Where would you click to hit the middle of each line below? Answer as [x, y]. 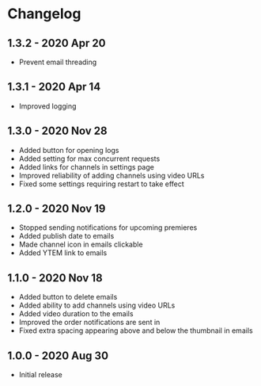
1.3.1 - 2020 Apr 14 [54, 87]
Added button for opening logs [69, 150]
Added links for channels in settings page [87, 166]
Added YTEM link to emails [63, 253]
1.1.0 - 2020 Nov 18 [55, 278]
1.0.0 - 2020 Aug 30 [58, 355]
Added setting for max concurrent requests [89, 159]
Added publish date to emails [66, 236]
